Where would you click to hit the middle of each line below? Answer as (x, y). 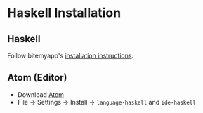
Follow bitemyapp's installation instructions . (71, 55)
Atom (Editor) (38, 78)
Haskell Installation (64, 13)
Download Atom (41, 94)
